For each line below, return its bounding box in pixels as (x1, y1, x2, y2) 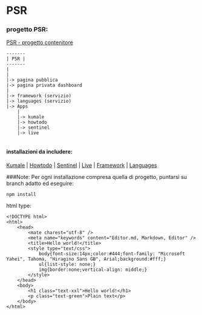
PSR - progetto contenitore (6, 39, 74, 46)
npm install (6, 191, 36, 197)
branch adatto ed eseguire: (6, 180, 74, 187)
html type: (6, 202, 31, 209)
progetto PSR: (6, 25, 48, 34)
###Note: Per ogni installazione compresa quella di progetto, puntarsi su (6, 173, 187, 180)
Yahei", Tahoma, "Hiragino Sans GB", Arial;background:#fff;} (6, 256, 166, 262)
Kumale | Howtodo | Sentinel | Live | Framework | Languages (6, 161, 157, 169)
